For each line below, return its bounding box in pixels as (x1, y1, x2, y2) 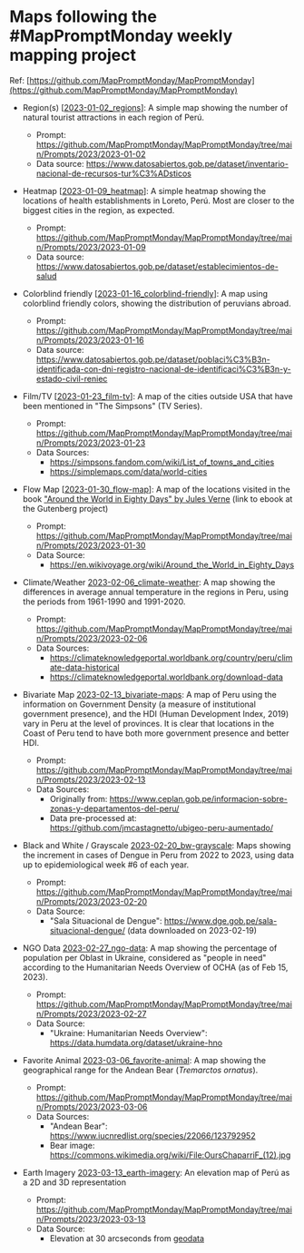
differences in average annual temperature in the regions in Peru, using (22, 586, 289, 597)
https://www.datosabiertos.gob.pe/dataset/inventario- (85, 158, 289, 169)
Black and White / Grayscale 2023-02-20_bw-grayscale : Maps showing (22, 839, 291, 850)
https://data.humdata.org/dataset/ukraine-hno (49, 1037, 223, 1048)
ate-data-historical (49, 661, 120, 672)
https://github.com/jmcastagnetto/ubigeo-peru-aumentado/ (49, 822, 274, 833)
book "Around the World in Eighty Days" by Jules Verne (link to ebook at (22, 493, 293, 504)
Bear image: (49, 1140, 95, 1150)
